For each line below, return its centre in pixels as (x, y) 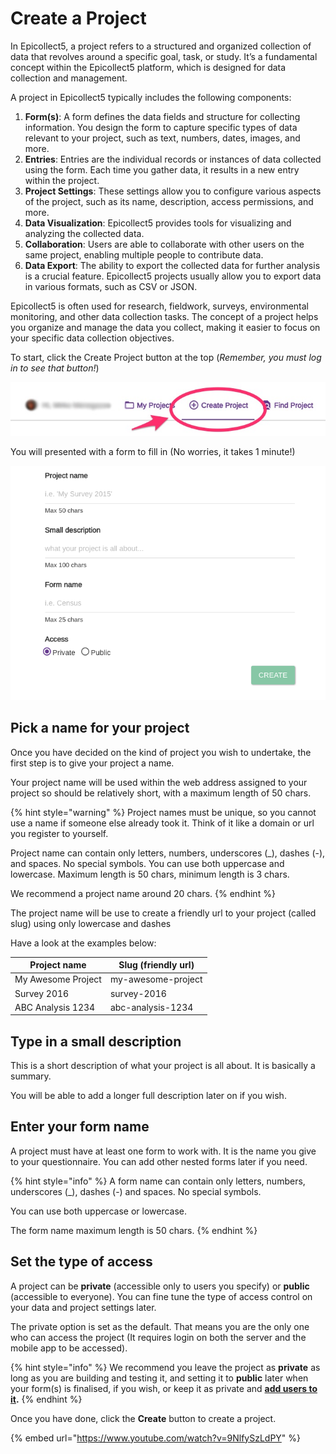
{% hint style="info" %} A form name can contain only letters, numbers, (158, 1181)
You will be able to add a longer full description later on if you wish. (148, 1096)
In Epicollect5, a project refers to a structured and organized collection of (161, 46)
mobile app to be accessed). (69, 1348)
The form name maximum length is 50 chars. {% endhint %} (134, 1230)
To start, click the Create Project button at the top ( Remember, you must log (166, 357)
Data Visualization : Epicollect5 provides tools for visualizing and (158, 223)
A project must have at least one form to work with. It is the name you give (163, 1151)
